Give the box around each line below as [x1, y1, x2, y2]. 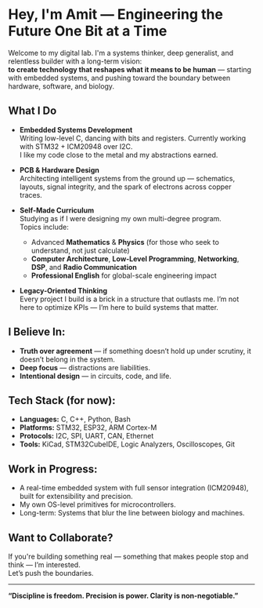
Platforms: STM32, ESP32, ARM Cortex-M [19, 423, 157, 432]
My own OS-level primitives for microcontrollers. [19, 500, 176, 509]
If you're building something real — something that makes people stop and [8, 552, 249, 561]
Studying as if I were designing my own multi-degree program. [19, 213, 222, 223]
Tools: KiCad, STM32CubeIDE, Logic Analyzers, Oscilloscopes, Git [19, 439, 235, 449]
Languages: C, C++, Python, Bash [19, 414, 131, 424]
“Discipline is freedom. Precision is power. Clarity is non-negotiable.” [8, 591, 239, 600]
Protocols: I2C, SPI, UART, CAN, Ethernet [19, 431, 154, 441]
